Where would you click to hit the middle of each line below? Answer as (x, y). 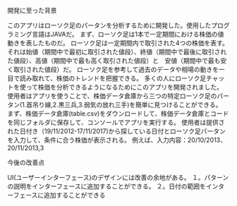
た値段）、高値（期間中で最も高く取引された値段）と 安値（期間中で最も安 (117, 61)
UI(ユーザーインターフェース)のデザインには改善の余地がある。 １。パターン (118, 177)
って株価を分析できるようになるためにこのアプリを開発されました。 (124, 87)
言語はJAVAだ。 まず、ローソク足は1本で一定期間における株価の (125, 34)
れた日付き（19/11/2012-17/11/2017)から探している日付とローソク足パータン (116, 131)
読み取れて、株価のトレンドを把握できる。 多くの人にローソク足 (113, 78)
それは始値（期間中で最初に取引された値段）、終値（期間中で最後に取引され (117, 52)
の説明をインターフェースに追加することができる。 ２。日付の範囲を (107, 186)
